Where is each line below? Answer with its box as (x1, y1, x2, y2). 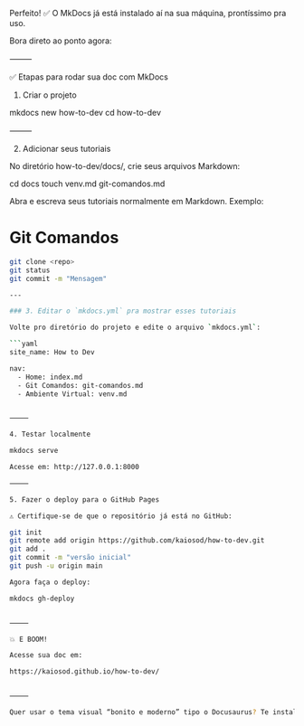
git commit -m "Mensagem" (9, 274, 107, 283)
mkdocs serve (9, 447, 59, 456)
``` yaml (9, 339, 39, 349)
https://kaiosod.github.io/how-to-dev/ (9, 667, 160, 676)
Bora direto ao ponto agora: (9, 35, 112, 46)
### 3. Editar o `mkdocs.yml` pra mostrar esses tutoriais (9, 306, 237, 316)
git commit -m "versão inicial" (9, 553, 131, 562)
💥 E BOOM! (9, 635, 48, 644)
